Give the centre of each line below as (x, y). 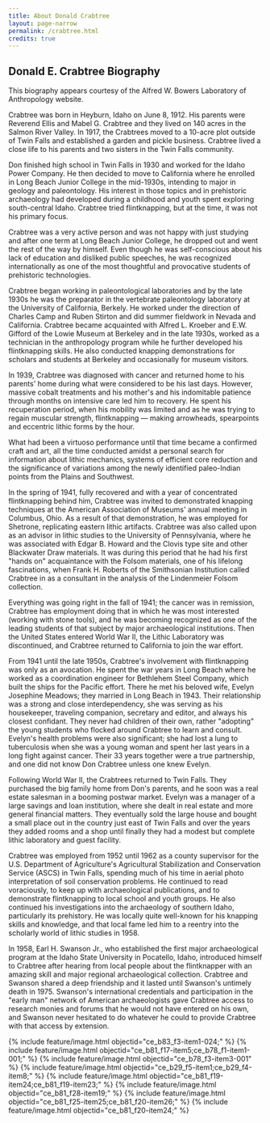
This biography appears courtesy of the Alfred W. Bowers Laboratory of (127, 91)
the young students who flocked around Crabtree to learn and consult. (125, 730)
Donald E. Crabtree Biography (85, 71)
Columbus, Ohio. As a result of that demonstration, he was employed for (128, 518)
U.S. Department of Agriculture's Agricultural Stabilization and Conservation (135, 864)
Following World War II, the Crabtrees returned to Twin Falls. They (118, 780)
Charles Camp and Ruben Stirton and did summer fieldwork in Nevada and (132, 317)
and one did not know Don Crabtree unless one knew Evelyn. (110, 764)
